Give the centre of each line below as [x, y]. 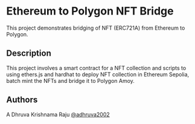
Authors [22, 100]
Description [29, 54]
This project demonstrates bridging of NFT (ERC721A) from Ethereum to [96, 28]
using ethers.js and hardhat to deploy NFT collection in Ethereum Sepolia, [98, 74]
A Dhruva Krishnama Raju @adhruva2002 [58, 114]
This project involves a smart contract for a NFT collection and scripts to [96, 68]
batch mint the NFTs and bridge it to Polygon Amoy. [70, 80]
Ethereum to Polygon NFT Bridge [90, 11]
